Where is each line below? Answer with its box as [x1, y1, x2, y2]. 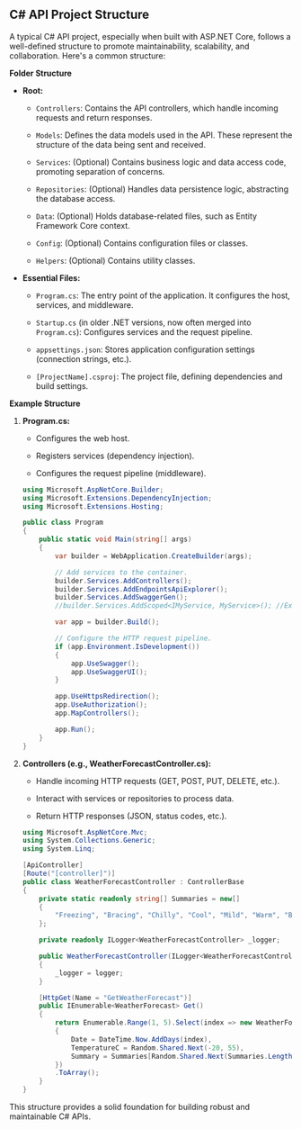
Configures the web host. [35, 432, 130, 444]
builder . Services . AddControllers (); [55, 576, 192, 585]
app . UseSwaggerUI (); [70, 667, 148, 676]
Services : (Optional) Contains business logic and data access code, [35, 157, 287, 167]
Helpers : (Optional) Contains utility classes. [35, 255, 196, 266]
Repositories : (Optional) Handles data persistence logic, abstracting [35, 184, 289, 194]
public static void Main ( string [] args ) [39, 535, 192, 544]
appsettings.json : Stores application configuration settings [35, 344, 255, 355]
